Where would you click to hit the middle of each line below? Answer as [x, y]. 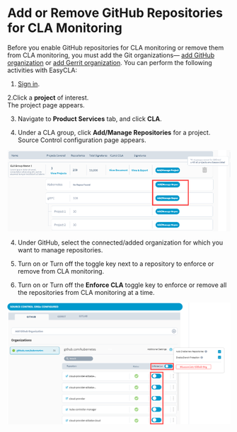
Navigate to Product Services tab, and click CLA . [90, 119]
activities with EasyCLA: [42, 70]
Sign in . [29, 83]
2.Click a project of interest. [48, 98]
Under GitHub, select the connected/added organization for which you [120, 243]
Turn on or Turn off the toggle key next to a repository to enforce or [116, 264]
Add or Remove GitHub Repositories [115, 13]
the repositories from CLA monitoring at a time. [86, 292]
